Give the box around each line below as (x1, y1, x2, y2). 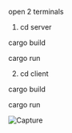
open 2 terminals (8, 7, 64, 16)
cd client (19, 69, 50, 79)
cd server (19, 22, 52, 31)
